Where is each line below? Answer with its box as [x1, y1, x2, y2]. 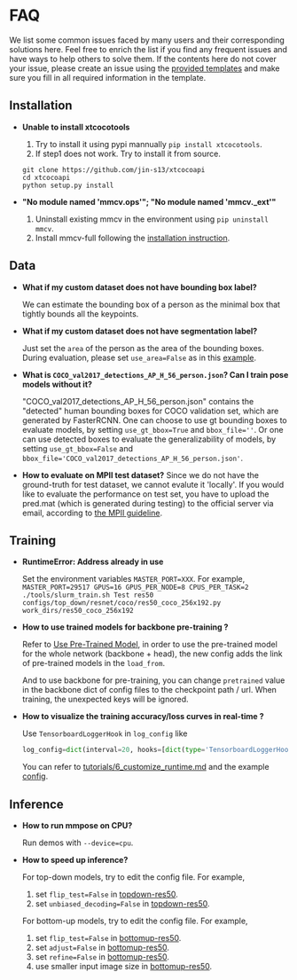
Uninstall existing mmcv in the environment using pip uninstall [35, 214, 269, 224]
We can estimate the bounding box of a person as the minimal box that [21, 299, 281, 310]
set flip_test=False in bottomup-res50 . [35, 933, 182, 944]
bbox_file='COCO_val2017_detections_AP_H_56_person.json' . [21, 452, 244, 463]
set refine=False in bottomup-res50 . [35, 952, 170, 962]
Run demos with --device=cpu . [21, 837, 134, 848]
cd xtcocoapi [21, 173, 71, 182]
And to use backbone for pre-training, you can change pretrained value [21, 675, 285, 686]
